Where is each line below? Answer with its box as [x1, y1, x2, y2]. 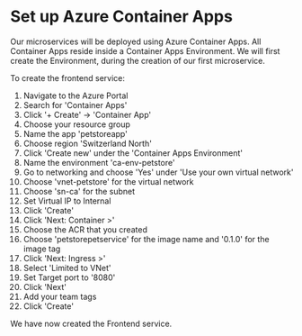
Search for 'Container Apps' [22, 99, 128, 110]
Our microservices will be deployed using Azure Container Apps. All [10, 36, 262, 47]
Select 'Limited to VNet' [22, 262, 111, 273]
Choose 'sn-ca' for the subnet [22, 186, 136, 196]
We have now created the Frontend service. [10, 318, 173, 329]
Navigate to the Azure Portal [22, 90, 129, 101]
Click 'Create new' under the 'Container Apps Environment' [22, 147, 244, 159]
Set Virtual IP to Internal [22, 195, 111, 206]
